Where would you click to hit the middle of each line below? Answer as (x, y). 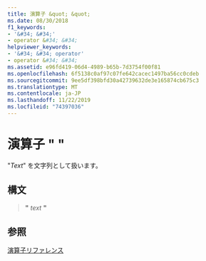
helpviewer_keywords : (40, 47)
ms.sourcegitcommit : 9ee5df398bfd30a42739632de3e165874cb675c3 (103, 80)
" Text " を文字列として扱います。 (55, 165)
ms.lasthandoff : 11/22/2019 (49, 101)
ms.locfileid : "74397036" (46, 107)
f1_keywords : (27, 27)
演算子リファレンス (36, 250)
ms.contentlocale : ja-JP (44, 93)
